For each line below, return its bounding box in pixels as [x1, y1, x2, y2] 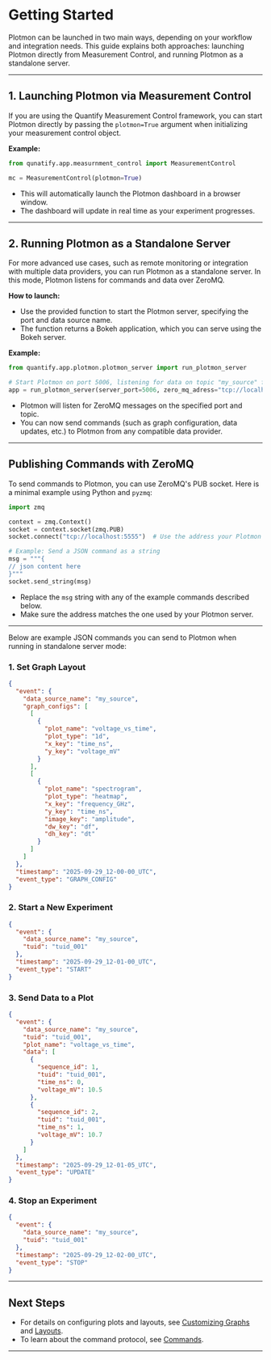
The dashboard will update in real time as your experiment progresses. [19, 205, 256, 215]
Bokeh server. [19, 333, 67, 342]
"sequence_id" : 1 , [37, 1063, 99, 1071]
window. [19, 197, 48, 207]
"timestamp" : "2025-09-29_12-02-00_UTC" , [15, 1251, 157, 1259]
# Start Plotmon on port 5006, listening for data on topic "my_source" [8, 379, 258, 387]
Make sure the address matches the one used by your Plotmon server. [19, 609, 254, 619]
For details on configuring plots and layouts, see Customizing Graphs [19, 1317, 250, 1328]
